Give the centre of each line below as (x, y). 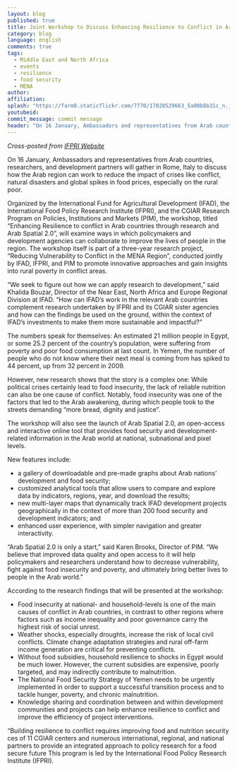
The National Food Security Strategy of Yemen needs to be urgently (116, 679)
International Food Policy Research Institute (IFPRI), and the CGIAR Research (119, 211)
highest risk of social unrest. (59, 627)
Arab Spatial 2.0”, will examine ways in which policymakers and (99, 233)
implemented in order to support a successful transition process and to (121, 687)
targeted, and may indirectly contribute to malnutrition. (97, 671)
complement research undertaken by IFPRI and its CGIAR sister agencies (113, 307)
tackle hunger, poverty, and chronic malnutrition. (88, 694)
